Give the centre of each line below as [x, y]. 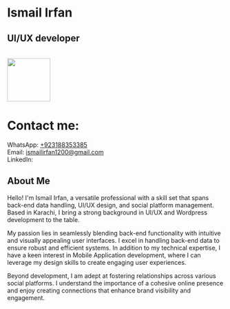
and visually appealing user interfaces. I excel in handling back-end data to [114, 240]
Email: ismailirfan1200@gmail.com [56, 152]
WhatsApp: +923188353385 [47, 144]
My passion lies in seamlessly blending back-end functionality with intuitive [114, 233]
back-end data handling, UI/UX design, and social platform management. [111, 205]
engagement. [26, 297]
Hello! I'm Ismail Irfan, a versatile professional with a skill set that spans [108, 197]
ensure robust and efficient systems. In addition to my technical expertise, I [114, 248]
